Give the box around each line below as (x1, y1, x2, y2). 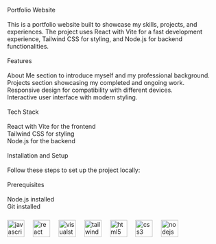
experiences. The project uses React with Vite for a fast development (7, 27, 203, 36)
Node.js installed (7, 195, 55, 203)
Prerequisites (7, 181, 45, 188)
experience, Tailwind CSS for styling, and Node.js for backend (7, 35, 183, 43)
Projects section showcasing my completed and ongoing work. (7, 79, 185, 86)
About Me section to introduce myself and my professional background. (7, 71, 211, 80)
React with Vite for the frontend (7, 123, 96, 130)
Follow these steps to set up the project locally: (7, 166, 141, 174)
